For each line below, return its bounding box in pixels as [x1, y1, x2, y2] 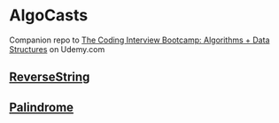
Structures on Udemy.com [9, 43, 105, 54]
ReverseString [9, 70, 90, 85]
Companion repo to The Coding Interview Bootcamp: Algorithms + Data [9, 35, 270, 45]
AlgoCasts [9, 5, 89, 26]
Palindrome [9, 99, 74, 115]
